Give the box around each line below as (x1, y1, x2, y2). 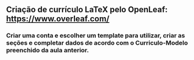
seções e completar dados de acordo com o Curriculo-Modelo (6, 39, 188, 47)
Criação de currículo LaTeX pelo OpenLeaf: (6, 5, 168, 15)
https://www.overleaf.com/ (6, 14, 109, 24)
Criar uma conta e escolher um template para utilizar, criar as (6, 32, 185, 40)
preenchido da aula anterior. (6, 46, 89, 55)
